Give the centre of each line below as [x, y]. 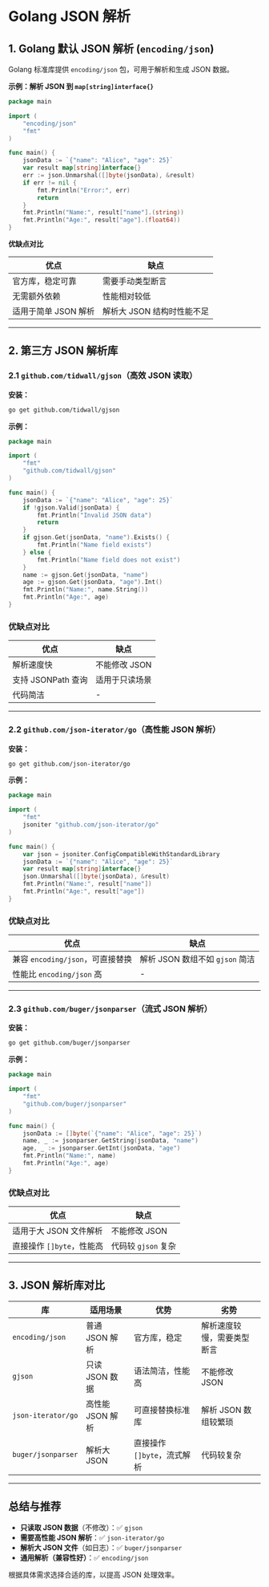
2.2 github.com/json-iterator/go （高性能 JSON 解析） [114, 729]
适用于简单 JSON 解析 [54, 311]
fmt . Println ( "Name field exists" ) [94, 545]
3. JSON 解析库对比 [57, 1286]
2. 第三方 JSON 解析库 [63, 351]
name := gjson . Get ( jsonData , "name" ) [86, 574]
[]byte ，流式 [158, 1455]
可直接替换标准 [162, 1410]
